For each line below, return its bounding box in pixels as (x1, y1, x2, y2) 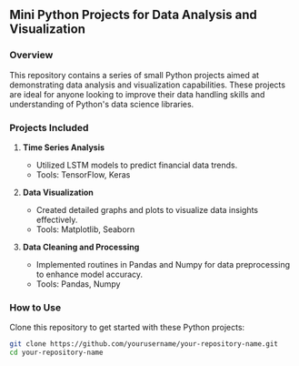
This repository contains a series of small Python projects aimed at (9, 69, 260, 80)
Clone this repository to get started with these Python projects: (9, 322, 245, 333)
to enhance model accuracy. (35, 269, 144, 280)
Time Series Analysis (22, 141, 105, 153)
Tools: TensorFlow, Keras (35, 168, 131, 180)
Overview (9, 49, 54, 62)
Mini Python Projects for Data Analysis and (9, 7, 257, 23)
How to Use (9, 300, 62, 313)
